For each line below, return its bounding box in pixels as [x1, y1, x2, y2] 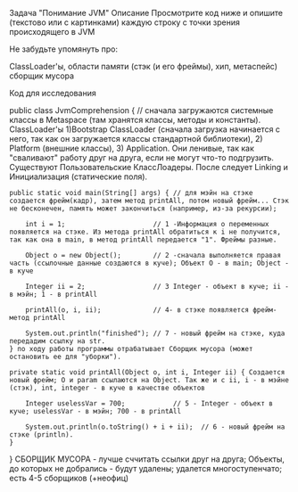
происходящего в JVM [9, 27, 95, 37]
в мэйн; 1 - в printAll [9, 290, 98, 299]
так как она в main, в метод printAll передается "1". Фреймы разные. [9, 235, 277, 244]
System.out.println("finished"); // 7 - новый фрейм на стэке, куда [25, 329, 286, 338]
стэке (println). [9, 430, 74, 439]
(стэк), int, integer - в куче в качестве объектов [9, 383, 205, 392]
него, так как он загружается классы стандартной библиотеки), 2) [9, 134, 263, 143]
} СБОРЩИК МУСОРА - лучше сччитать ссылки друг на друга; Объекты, [9, 454, 286, 464]
